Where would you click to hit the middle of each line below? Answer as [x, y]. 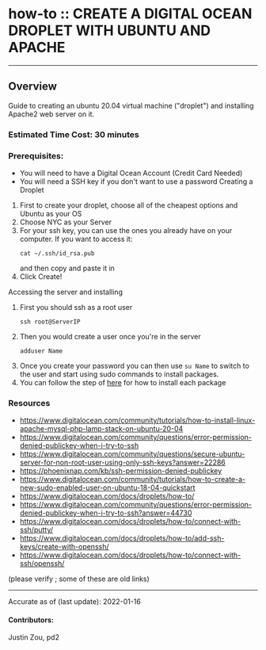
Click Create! [41, 276]
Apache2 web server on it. [51, 114]
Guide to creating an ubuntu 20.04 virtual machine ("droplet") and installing [131, 105]
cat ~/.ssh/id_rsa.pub [57, 253]
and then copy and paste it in [67, 268]
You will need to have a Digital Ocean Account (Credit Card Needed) [131, 173]
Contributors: [31, 620]
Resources [29, 403]
